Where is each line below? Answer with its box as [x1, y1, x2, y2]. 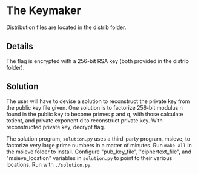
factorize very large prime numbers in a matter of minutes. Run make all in [6, 141, 192, 149]
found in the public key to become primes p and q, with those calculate [6, 110, 183, 118]
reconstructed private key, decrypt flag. [6, 123, 105, 130]
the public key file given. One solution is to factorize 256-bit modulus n [6, 104, 183, 111]
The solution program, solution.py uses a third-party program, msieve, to [6, 135, 191, 142]
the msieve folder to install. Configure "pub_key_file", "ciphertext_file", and [6, 148, 192, 155]
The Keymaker [6, 4, 81, 18]
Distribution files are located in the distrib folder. [6, 24, 127, 31]
